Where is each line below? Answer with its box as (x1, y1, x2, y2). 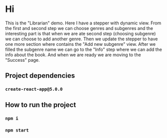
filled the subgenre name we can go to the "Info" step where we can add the (5, 46, 163, 52)
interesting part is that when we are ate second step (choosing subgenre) (5, 30, 156, 36)
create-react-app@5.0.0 (5, 86, 63, 92)
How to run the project (5, 101, 76, 109)
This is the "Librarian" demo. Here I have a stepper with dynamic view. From (5, 20, 162, 26)
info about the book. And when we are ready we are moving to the (5, 51, 141, 58)
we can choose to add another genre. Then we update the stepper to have (5, 36, 158, 42)
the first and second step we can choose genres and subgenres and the (5, 25, 154, 31)
